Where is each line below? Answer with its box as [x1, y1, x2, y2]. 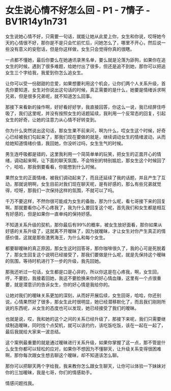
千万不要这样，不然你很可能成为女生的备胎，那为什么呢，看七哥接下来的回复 [5, 198, 166, 204]
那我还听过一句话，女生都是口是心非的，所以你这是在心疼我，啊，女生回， [5, 268, 161, 275]
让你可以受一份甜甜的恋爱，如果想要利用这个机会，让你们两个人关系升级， [5, 80, 161, 87]
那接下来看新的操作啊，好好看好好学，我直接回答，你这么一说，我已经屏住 [5, 104, 161, 110]
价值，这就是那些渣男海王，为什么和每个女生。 [9, 234, 108, 240]
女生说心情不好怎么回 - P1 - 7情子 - [5, 5, 150, 16]
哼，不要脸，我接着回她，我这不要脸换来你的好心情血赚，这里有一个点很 [5, 275, 157, 281]
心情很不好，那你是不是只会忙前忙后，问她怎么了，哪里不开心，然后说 [14, 39, 161, 46]
